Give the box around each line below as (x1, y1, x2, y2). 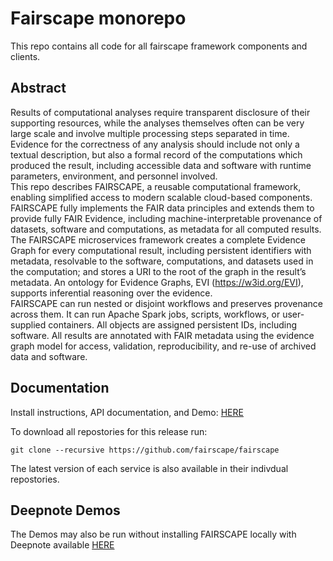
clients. (10, 50, 41, 62)
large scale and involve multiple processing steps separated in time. (10, 127, 290, 139)
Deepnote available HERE (10, 539, 115, 551)
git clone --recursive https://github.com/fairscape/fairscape (10, 445, 280, 455)
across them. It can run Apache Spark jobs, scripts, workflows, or (10, 308, 281, 320)
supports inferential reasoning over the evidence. (10, 287, 213, 299)
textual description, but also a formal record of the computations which (10, 148, 303, 161)
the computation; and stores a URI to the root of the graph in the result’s (10, 265, 307, 277)
